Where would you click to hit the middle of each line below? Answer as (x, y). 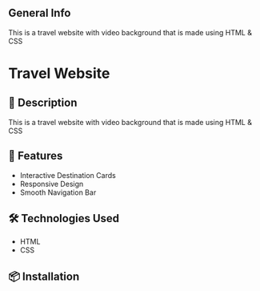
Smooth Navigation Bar (58, 192)
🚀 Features (36, 156)
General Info (40, 13)
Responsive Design (52, 184)
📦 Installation (44, 276)
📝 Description (43, 103)
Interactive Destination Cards (68, 175)
